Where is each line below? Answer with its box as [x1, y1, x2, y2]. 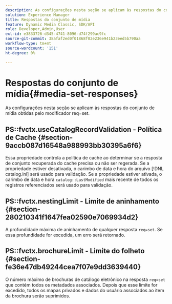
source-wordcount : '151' [5, 46, 58, 51]
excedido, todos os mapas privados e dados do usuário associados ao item [5, 287, 165, 293]
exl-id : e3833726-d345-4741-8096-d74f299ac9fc [5, 31, 106, 36]
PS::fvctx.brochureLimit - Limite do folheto [5, 247, 145, 255]
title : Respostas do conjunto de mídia [5, 17, 91, 22]
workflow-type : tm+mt [5, 41, 52, 46]
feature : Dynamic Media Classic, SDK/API [5, 22, 95, 27]
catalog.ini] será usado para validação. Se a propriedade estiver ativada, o [5, 171, 162, 177]
